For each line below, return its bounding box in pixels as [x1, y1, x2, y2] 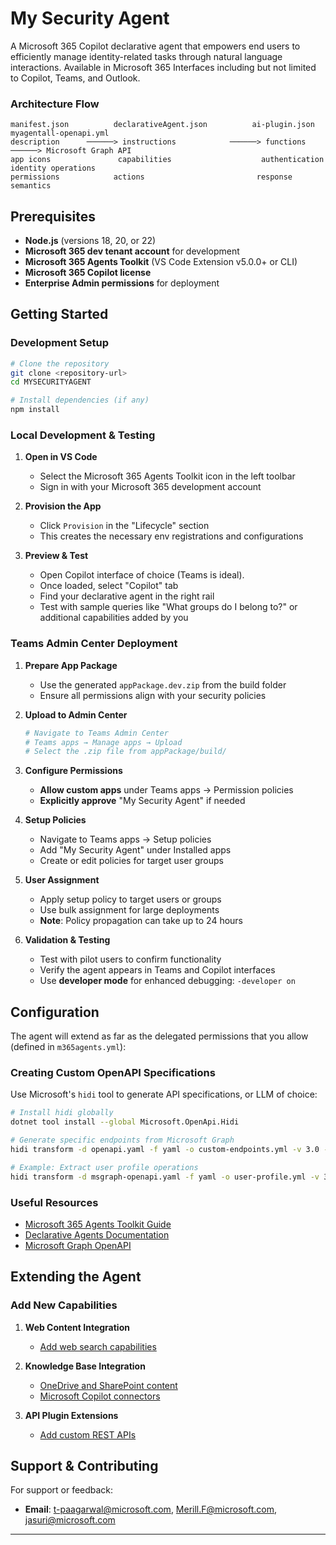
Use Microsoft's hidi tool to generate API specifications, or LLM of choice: [10, 1088, 318, 1101]
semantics [10, 181, 52, 191]
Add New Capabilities [10, 1298, 118, 1312]
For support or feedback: [10, 1484, 114, 1496]
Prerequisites [10, 208, 96, 225]
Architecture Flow [10, 97, 100, 111]
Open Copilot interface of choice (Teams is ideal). [39, 569, 245, 581]
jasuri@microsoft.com [24, 1514, 116, 1526]
